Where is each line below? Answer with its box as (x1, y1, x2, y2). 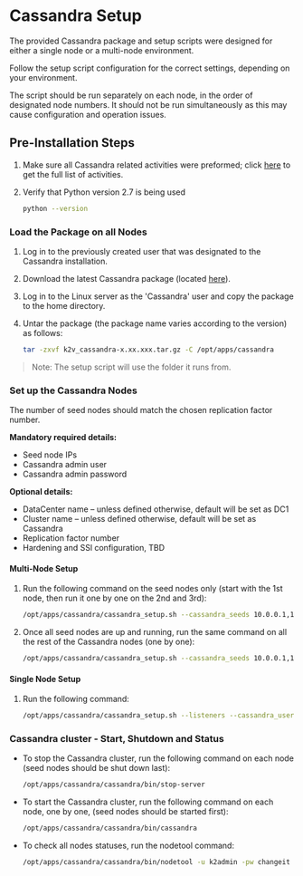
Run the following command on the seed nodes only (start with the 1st (22, 583, 283, 594)
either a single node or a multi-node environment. (9, 44, 194, 55)
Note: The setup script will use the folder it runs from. (31, 361, 232, 372)
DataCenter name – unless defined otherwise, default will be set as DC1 (22, 504, 289, 515)
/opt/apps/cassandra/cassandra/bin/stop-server (22, 780, 205, 789)
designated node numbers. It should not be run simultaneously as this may (9, 99, 288, 110)
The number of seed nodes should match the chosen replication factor (9, 405, 273, 416)
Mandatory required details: (9, 432, 118, 443)
